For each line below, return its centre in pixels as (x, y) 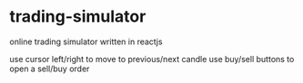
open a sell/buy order (50, 69)
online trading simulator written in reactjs (86, 41)
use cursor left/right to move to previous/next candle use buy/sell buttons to (152, 59)
